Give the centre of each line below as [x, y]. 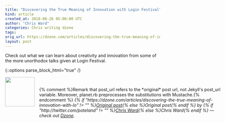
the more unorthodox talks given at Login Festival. [56, 61]
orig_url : [15, 37]
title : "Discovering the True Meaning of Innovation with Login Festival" [83, 10]
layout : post [18, 42]
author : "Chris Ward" [27, 23]
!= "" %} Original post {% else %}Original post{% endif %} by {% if [146, 105]
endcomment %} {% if [62, 100]
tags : [11, 32]
